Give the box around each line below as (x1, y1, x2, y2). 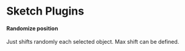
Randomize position (6, 24, 58, 32)
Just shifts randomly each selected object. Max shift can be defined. (6, 38, 179, 46)
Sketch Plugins (6, 4, 85, 18)
